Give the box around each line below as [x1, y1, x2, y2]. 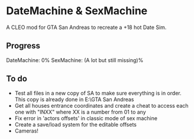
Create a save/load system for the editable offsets [14, 121, 137, 128]
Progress [6, 41, 40, 51]
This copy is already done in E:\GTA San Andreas [14, 96, 134, 103]
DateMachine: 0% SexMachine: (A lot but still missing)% [6, 56, 144, 63]
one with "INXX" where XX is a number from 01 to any [14, 108, 146, 115]
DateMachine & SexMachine [6, 4, 148, 18]
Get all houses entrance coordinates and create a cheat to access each [14, 102, 189, 109]
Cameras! [14, 127, 38, 134]
